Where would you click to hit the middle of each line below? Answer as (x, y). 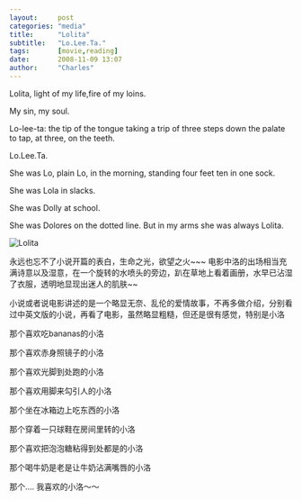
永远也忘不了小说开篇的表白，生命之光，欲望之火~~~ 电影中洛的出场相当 (144, 261)
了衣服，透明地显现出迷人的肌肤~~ (74, 284)
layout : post (42, 18)
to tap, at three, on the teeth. (62, 138)
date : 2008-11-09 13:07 (66, 59)
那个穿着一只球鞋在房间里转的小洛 (72, 429)
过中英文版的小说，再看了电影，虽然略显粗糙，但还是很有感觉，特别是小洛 (147, 314)
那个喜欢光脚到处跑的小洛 (57, 371)
